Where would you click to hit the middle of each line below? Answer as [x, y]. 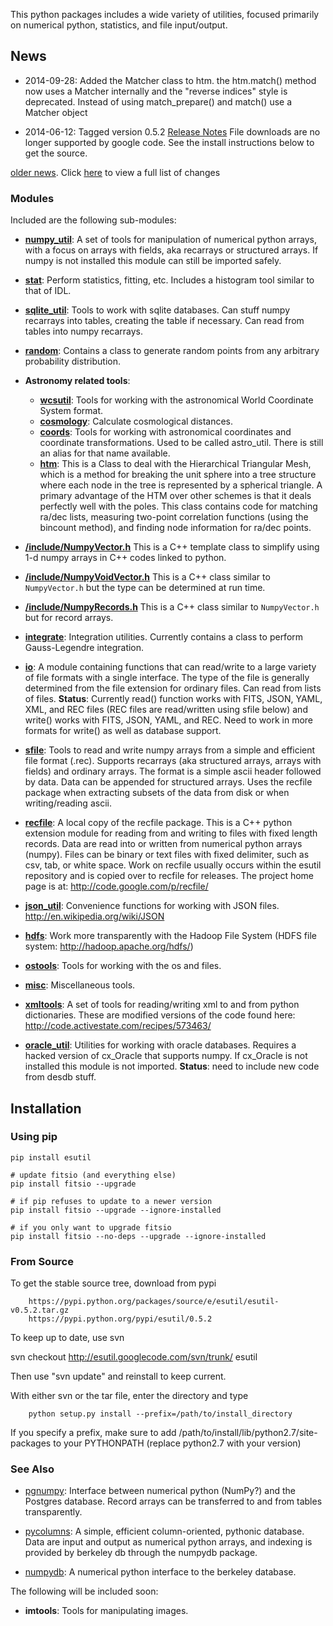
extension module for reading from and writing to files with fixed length [171, 833]
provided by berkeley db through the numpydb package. [141, 1553]
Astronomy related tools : [77, 381]
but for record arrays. [69, 618]
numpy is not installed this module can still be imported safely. [153, 261]
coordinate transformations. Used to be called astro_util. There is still [181, 443]
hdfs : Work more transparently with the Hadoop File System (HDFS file [170, 936]
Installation [46, 1108]
